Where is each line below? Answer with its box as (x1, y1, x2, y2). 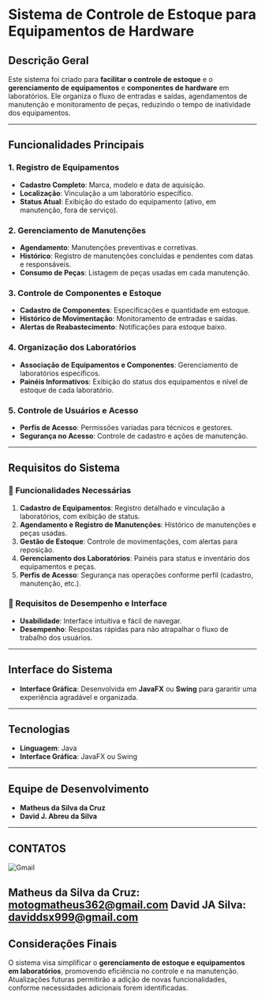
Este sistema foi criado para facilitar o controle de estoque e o (8, 75, 213, 84)
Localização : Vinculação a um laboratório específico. (19, 188, 194, 198)
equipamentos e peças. (19, 562, 96, 571)
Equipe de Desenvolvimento (8, 782, 150, 795)
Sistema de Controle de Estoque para (8, 6, 256, 24)
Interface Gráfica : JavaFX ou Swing (19, 752, 138, 761)
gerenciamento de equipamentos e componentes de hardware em (8, 83, 230, 92)
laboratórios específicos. (19, 369, 101, 378)
